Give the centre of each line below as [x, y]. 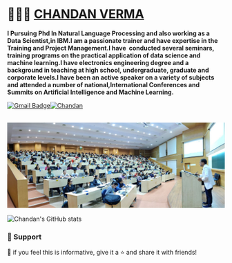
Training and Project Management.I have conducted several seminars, [111, 48]
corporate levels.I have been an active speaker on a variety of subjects [111, 77]
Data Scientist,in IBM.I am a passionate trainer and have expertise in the [113, 40]
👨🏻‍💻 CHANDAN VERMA [76, 14]
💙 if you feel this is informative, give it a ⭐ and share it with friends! [102, 253]
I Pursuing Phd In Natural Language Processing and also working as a [109, 33]
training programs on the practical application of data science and [104, 55]
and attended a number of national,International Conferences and [104, 84]
